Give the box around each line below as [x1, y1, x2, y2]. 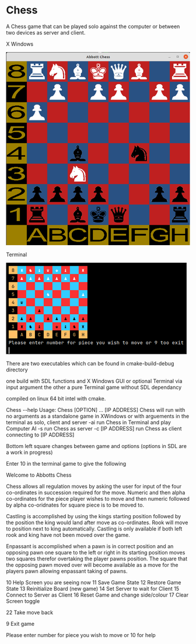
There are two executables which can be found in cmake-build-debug [6, 360, 174, 367]
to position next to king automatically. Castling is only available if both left [6, 525, 183, 532]
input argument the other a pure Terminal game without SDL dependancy [6, 384, 182, 391]
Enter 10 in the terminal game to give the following [6, 460, 127, 467]
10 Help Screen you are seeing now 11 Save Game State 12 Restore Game [6, 579, 181, 586]
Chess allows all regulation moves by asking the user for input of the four [6, 483, 182, 490]
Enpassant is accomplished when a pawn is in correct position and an [6, 543, 174, 550]
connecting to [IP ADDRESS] [6, 431, 75, 439]
